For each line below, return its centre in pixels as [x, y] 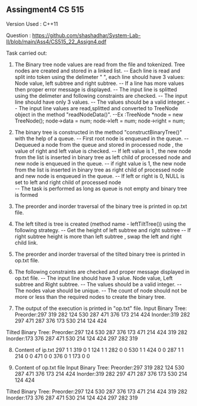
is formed [26, 194]
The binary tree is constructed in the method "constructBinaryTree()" [98, 132]
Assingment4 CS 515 [45, 10]
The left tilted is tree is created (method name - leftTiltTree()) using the [100, 224]
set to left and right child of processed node [68, 182]
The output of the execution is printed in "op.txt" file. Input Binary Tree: [101, 308]
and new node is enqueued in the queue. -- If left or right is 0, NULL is [100, 176]
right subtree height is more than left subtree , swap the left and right [98, 236]
